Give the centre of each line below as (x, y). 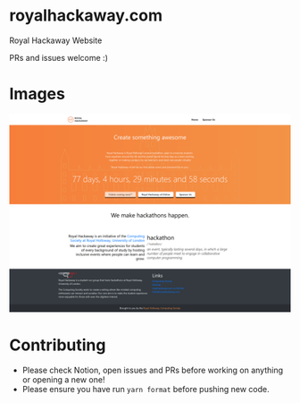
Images (37, 94)
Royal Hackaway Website (56, 40)
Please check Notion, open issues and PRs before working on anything (153, 370)
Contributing (58, 345)
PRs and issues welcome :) (59, 57)
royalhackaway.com (86, 16)
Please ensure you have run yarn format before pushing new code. (146, 390)
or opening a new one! (63, 380)
